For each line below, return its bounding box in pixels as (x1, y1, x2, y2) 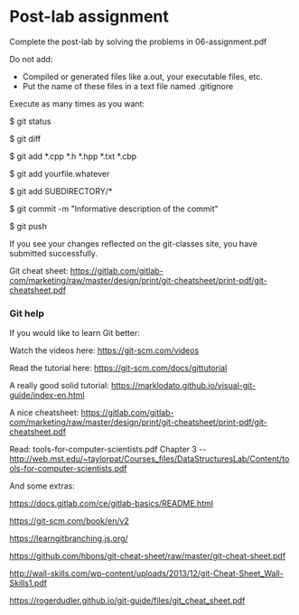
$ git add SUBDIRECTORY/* (9, 185, 113, 196)
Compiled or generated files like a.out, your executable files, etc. (22, 70, 264, 82)
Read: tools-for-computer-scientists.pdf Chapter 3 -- (9, 444, 207, 455)
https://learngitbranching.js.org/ (9, 533, 128, 544)
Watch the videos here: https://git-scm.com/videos (9, 345, 200, 356)
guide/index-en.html (9, 390, 85, 401)
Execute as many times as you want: (9, 98, 145, 109)
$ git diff (9, 133, 42, 144)
